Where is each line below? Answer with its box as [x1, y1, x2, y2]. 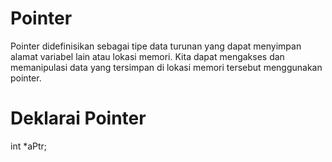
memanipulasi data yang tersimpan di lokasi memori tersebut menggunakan [10, 61, 323, 73]
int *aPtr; [10, 140, 48, 152]
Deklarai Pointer [10, 107, 147, 130]
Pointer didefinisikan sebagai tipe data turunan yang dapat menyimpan [10, 40, 302, 52]
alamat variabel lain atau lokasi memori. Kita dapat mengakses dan [10, 50, 285, 62]
